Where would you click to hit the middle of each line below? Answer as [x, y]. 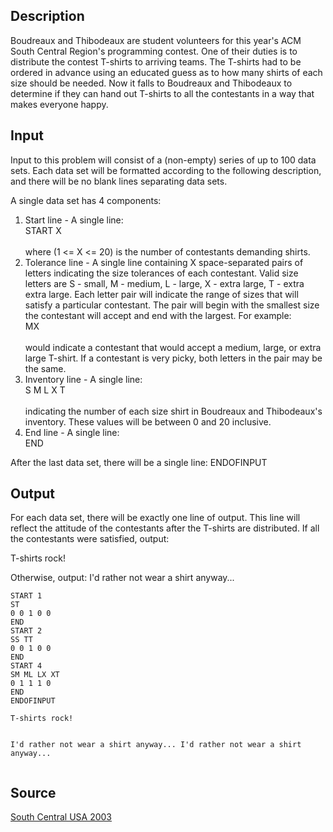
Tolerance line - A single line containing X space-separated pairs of [164, 262]
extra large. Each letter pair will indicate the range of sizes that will [161, 294]
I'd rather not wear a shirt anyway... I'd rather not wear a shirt [156, 745]
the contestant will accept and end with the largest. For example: [158, 315]
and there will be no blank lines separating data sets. [119, 181]
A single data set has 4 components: [86, 200]
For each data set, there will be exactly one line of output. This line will [155, 518]
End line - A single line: [72, 432]
